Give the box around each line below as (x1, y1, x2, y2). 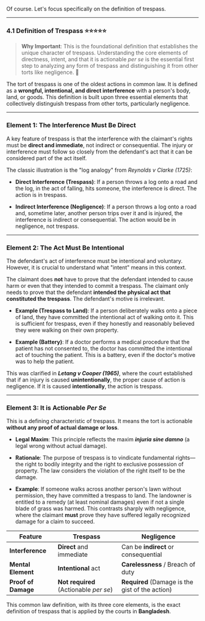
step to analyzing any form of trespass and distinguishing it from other (21, 62, 198, 70)
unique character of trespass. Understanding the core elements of (21, 49, 188, 57)
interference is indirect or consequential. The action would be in (15, 216, 176, 223)
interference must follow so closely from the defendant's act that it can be (6, 148, 193, 155)
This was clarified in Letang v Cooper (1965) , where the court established (6, 369, 193, 377)
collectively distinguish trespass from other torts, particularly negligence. (6, 100, 190, 108)
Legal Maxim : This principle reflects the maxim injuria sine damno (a (15, 436, 190, 443)
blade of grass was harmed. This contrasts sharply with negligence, (15, 505, 186, 512)
